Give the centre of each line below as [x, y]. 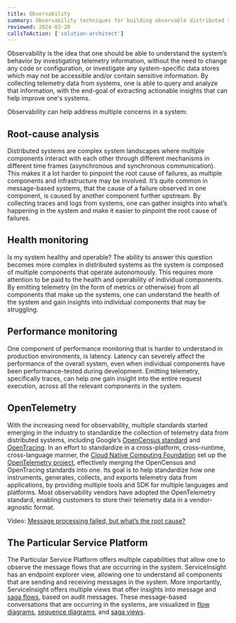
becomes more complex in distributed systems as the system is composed [115, 264]
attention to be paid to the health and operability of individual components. [115, 279]
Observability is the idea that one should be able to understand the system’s [117, 53]
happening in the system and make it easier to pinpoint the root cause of [112, 211]
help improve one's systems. [49, 98]
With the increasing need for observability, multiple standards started [107, 425]
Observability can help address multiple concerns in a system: [97, 112]
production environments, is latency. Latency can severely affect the [106, 356]
